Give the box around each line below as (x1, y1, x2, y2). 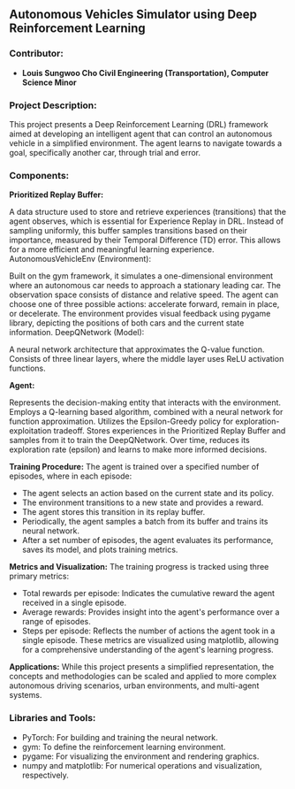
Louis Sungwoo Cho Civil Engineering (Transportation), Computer (21, 67, 269, 78)
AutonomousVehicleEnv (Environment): (9, 254, 152, 264)
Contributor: (9, 48, 64, 60)
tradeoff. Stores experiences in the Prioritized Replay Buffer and (53, 425, 286, 436)
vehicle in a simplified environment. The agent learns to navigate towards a (9, 137, 283, 149)
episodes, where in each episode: (9, 471, 132, 481)
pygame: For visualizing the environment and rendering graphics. (21, 751, 260, 762)
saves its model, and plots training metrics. (21, 544, 178, 555)
